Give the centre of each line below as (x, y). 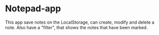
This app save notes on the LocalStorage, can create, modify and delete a (80, 22)
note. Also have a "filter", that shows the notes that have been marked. (77, 27)
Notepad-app (33, 9)
